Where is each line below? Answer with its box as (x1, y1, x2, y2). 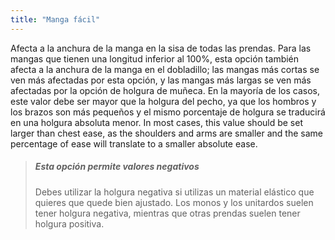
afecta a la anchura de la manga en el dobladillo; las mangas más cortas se (10, 63, 320, 75)
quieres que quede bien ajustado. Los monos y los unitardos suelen (34, 196, 314, 208)
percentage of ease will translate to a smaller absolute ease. (10, 137, 258, 150)
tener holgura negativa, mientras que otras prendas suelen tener (34, 207, 301, 219)
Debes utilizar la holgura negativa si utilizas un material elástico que (34, 186, 315, 198)
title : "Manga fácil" (10, 14, 101, 25)
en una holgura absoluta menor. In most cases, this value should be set (10, 116, 304, 128)
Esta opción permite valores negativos (34, 161, 200, 173)
